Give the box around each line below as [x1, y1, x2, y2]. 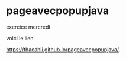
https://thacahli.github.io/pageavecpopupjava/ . [6, 46, 121, 53]
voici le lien [6, 34, 34, 41]
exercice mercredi [6, 23, 50, 30]
